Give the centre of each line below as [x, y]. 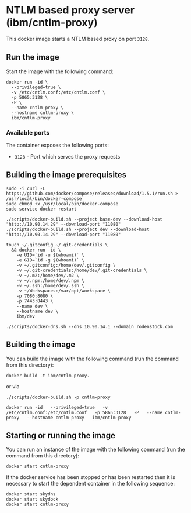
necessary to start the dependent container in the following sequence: [90, 484]
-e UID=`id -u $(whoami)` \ [50, 255]
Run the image [33, 57]
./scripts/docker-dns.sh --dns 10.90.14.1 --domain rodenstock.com [90, 326]
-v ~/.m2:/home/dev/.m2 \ [48, 276]
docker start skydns [31, 494]
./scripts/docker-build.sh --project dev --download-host [78, 229]
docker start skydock [32, 500]
